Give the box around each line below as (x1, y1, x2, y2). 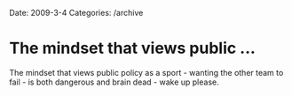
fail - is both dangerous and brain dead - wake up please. (9, 77, 219, 87)
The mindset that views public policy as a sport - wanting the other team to (9, 67, 284, 78)
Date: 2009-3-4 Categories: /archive (9, 8, 144, 18)
